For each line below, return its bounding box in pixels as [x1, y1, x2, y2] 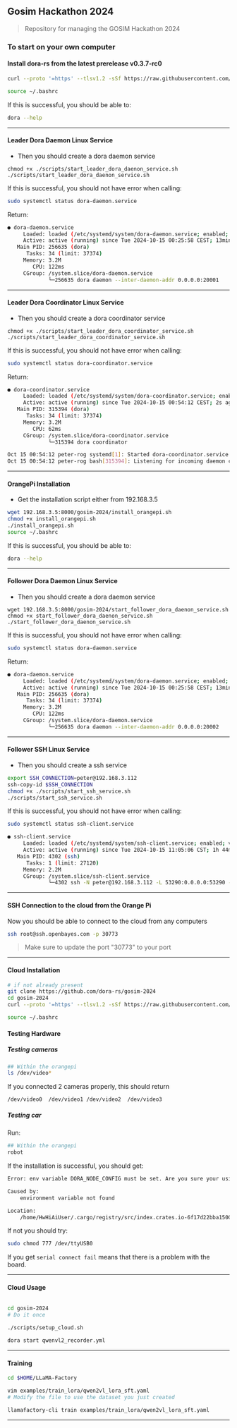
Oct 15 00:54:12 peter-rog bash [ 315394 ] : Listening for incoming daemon [7, 458, 226, 465]
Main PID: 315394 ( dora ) [16, 405, 90, 413]
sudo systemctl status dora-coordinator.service [7, 360, 153, 367]
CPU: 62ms [32, 425, 61, 432]
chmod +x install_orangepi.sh [7, 515, 97, 523]
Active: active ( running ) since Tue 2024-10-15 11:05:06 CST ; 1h [23, 846, 219, 854]
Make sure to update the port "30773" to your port [24, 943, 171, 951]
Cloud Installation [7, 966, 61, 974]
